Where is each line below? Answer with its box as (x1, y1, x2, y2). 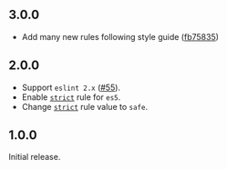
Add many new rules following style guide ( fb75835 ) (21, 31, 220, 42)
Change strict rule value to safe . (21, 101, 148, 112)
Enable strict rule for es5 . (21, 91, 121, 103)
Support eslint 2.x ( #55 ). (21, 82, 120, 93)
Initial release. (8, 152, 61, 163)
